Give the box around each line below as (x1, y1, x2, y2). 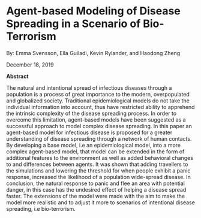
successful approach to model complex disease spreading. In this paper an (6, 122, 192, 129)
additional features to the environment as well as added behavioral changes (6, 154, 194, 161)
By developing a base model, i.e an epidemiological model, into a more (6, 141, 181, 149)
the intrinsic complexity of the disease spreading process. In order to (6, 110, 177, 117)
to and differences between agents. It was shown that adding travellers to (6, 161, 188, 168)
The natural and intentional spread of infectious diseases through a (6, 84, 172, 91)
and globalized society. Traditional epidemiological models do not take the (6, 97, 190, 104)
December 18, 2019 (6, 61, 54, 68)
